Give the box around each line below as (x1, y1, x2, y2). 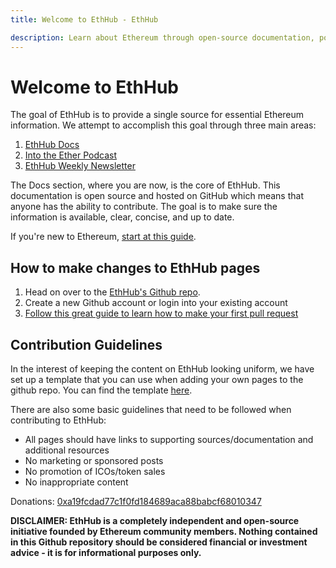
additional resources (24, 444, 110, 456)
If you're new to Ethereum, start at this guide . (10, 231, 197, 243)
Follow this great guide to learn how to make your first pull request (24, 307, 299, 320)
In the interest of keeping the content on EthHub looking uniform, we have (10, 363, 315, 375)
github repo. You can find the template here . (10, 384, 193, 396)
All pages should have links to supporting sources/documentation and (24, 434, 314, 446)
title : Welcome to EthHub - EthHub (10, 14, 159, 25)
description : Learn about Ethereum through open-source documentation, (10, 32, 315, 43)
